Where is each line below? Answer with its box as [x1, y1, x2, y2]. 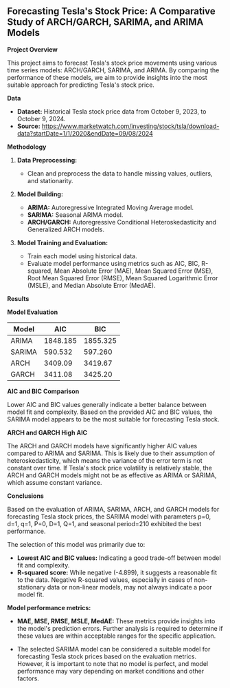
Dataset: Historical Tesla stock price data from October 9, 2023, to [16, 107, 207, 116]
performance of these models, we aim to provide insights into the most [7, 73, 207, 81]
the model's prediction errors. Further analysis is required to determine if [16, 624, 223, 632]
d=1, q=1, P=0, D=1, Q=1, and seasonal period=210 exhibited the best [7, 519, 202, 528]
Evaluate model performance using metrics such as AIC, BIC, [27, 259, 200, 267]
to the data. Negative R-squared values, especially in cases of [16, 575, 193, 584]
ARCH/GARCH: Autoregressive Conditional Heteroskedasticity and [27, 218, 217, 226]
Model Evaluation [7, 308, 58, 316]
